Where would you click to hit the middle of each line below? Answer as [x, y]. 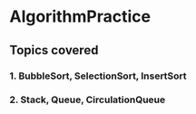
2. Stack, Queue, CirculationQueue [88, 100]
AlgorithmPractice [80, 17]
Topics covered [54, 50]
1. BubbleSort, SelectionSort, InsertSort [98, 76]
